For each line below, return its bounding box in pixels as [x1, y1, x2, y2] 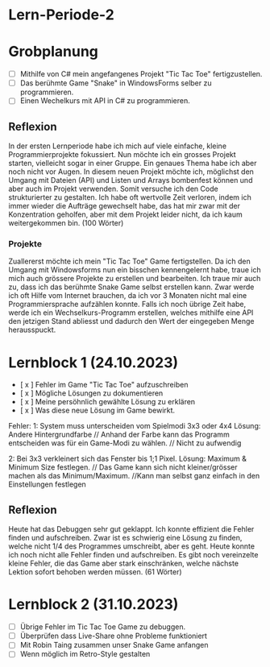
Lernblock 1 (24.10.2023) [8, 353, 179, 371]
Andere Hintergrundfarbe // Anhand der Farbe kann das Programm [8, 429, 230, 440]
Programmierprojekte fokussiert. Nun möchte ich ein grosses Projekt [8, 150, 236, 159]
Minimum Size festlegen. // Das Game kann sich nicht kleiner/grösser [8, 462, 238, 472]
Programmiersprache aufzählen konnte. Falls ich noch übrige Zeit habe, [8, 300, 247, 309]
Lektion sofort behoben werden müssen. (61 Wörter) [8, 567, 183, 577]
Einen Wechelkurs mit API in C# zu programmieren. [19, 96, 191, 106]
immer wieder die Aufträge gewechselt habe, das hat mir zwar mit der [8, 201, 240, 211]
